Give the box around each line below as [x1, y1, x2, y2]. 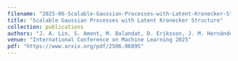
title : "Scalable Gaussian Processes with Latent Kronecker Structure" [7, 17, 223, 24]
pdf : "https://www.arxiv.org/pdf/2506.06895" [7, 43, 144, 50]
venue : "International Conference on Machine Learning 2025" [7, 36, 192, 43]
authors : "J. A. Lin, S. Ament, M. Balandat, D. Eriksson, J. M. [7, 29, 204, 37]
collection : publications [7, 23, 84, 30]
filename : [7, 10, 37, 18]
